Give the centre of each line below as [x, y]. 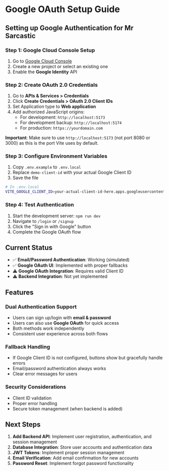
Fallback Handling [28, 346]
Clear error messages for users [45, 374]
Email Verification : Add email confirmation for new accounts [75, 458]
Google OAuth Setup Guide [63, 9]
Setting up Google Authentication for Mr [69, 28]
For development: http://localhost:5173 [63, 117]
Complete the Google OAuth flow [47, 232]
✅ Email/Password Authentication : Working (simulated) [71, 260]
